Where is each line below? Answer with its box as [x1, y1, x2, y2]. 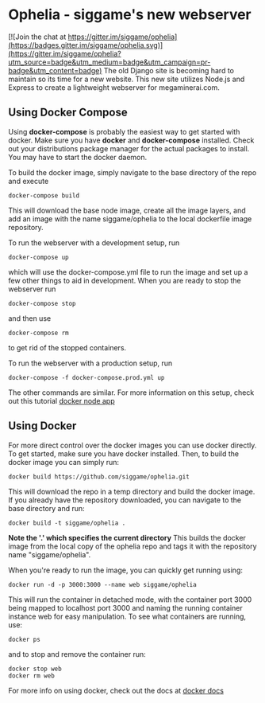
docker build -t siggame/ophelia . [8, 519, 126, 527]
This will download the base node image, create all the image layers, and [8, 205, 246, 215]
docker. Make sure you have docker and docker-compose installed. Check [8, 135, 255, 145]
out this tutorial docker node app [8, 396, 115, 405]
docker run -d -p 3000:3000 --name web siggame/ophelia [8, 580, 197, 588]
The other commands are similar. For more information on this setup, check [8, 388, 255, 397]
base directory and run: [8, 503, 85, 513]
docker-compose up [8, 253, 69, 261]
